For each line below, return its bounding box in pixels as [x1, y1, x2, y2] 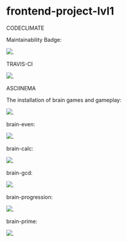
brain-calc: [6, 144, 34, 152]
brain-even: [6, 120, 35, 128]
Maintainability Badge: [6, 36, 62, 43]
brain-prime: [6, 217, 37, 225]
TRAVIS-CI [6, 60, 33, 67]
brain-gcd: [6, 169, 33, 176]
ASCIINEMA [6, 84, 36, 92]
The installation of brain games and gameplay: [6, 96, 122, 104]
